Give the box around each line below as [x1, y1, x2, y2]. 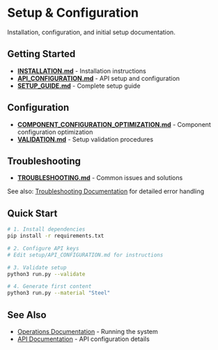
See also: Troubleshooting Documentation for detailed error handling [7, 187, 205, 196]
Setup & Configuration [7, 5, 139, 21]
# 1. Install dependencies [7, 226, 86, 233]
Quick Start [7, 207, 58, 219]
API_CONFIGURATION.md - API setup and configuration [17, 74, 180, 82]
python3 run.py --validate [7, 271, 86, 277]
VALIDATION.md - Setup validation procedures [17, 135, 154, 144]
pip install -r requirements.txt [7, 232, 104, 240]
